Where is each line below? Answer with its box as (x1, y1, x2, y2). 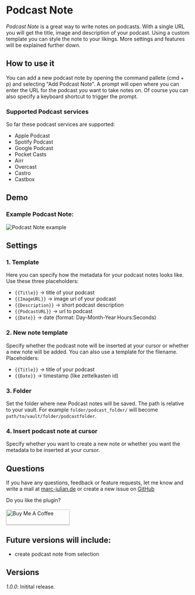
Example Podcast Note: (6, 210, 74, 219)
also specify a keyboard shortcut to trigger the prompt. (6, 93, 138, 100)
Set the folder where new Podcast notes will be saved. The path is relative (6, 400, 184, 407)
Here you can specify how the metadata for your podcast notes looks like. (6, 271, 184, 278)
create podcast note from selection (14, 550, 99, 557)
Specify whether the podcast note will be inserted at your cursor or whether (6, 342, 189, 349)
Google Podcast (14, 145, 54, 152)
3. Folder (6, 386, 32, 395)
